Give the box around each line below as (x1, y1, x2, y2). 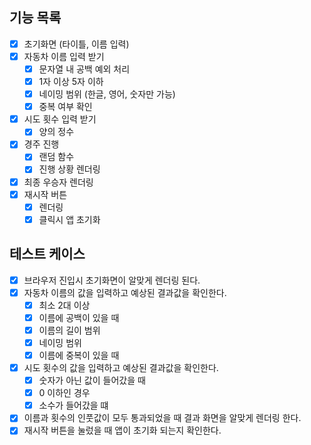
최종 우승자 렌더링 (23, 176, 94, 188)
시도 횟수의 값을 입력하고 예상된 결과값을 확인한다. (23, 362, 219, 373)
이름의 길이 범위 (38, 324, 101, 336)
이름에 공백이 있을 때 (38, 311, 120, 323)
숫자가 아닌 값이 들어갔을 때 (38, 374, 146, 387)
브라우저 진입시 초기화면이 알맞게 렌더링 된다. (23, 274, 201, 286)
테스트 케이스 (9, 246, 86, 263)
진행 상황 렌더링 (38, 163, 101, 175)
